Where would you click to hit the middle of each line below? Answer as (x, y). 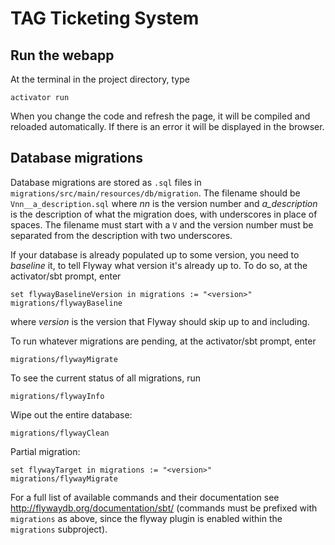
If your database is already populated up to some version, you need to (155, 254)
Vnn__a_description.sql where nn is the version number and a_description (164, 203)
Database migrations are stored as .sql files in (106, 182)
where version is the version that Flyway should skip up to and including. (160, 321)
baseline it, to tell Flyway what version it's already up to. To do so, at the (159, 265)
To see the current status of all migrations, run (106, 378)
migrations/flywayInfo (57, 396)
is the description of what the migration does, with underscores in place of (164, 214)
